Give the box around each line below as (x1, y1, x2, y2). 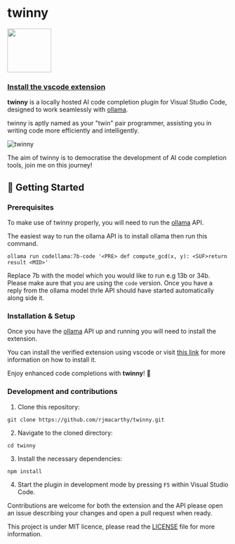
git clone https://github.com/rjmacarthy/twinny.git (7, 416, 165, 423)
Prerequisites (7, 202, 54, 212)
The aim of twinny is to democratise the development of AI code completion (7, 154, 227, 162)
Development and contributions (7, 387, 118, 397)
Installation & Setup (7, 311, 76, 320)
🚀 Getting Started (7, 181, 85, 193)
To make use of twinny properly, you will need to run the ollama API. (7, 218, 204, 226)
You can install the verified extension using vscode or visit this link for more (7, 348, 226, 357)
